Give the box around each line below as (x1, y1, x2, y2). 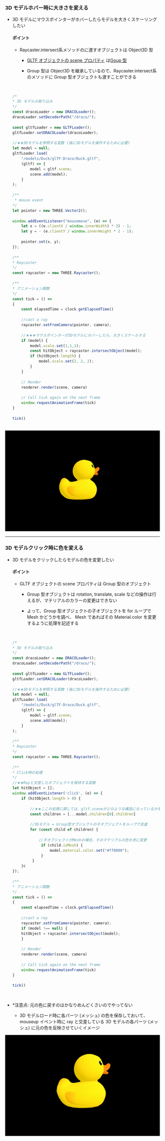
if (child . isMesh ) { (41, 842, 83, 848)
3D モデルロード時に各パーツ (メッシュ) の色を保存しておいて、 (19, 1012, 148, 1018)
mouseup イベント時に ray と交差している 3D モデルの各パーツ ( (19, 1019, 150, 1025)
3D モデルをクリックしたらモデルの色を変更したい (12, 557, 114, 563)
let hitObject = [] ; (12, 786, 55, 791)
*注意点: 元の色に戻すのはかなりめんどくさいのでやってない (12, 1002, 133, 1008)
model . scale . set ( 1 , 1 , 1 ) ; (30, 343, 81, 348)
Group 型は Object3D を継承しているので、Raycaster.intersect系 (27, 67, 157, 73)
